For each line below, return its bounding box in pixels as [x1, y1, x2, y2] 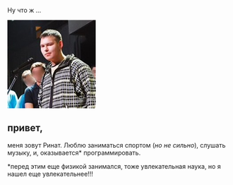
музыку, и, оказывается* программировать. [7, 148, 141, 157]
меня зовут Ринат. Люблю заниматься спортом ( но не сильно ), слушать [7, 141, 226, 149]
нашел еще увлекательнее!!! [7, 169, 93, 178]
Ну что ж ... [7, 6, 42, 14]
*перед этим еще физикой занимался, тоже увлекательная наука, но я [7, 162, 221, 170]
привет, [7, 122, 44, 134]
